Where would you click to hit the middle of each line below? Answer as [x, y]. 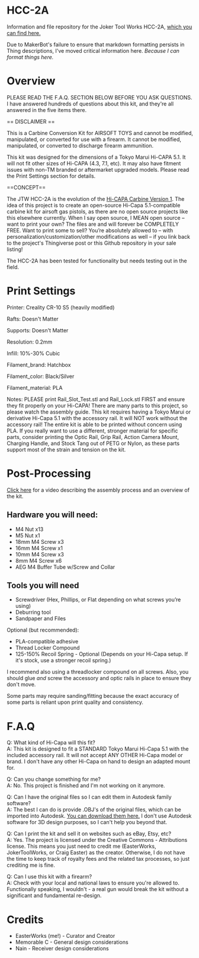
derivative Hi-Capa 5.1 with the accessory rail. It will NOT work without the [97, 418]
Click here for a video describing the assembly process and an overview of [98, 490]
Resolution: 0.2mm [30, 342]
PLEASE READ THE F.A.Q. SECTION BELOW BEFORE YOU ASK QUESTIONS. [99, 97]
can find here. [24, 33]
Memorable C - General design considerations [72, 942]
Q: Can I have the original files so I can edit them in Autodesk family [89, 797]
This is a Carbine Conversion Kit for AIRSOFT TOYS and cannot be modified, [100, 133]
